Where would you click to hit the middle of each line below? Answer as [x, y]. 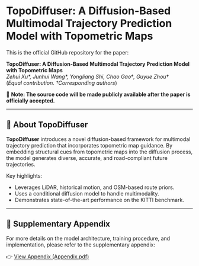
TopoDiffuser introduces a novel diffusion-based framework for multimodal [98, 139]
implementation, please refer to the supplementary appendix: [81, 245]
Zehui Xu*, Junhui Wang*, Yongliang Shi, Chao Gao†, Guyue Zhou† [87, 76]
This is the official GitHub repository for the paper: [68, 52]
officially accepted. [31, 100]
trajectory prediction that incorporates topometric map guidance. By [89, 145]
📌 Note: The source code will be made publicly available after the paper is [98, 94]
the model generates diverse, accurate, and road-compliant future [87, 158]
